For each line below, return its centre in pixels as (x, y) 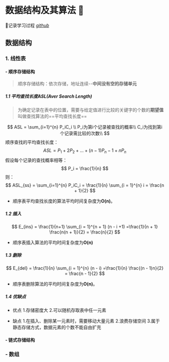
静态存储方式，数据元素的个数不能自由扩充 (57, 328)
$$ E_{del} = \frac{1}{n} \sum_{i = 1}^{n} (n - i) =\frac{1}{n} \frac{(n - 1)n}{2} (85, 268)
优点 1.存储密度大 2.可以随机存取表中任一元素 (59, 310)
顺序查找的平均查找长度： (32, 142)
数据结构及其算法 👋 (45, 10)
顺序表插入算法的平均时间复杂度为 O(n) (53, 243)
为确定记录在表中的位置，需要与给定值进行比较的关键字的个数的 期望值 (91, 110)
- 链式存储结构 (20, 340)
